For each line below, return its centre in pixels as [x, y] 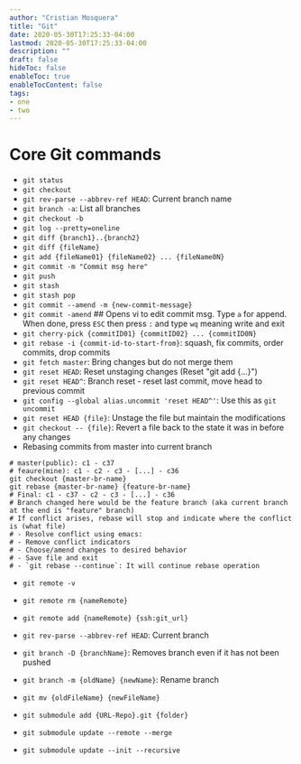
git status [43, 181]
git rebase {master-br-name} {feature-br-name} [100, 487]
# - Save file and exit [54, 558]
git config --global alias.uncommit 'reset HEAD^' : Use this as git [149, 401]
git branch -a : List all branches [82, 209]
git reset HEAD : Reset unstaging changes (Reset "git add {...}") [140, 372]
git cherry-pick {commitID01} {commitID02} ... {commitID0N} [140, 334]
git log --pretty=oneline [71, 228]
